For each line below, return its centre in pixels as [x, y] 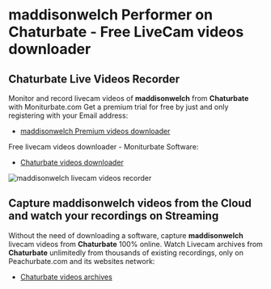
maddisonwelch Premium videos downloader [95, 131]
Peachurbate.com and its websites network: [82, 261]
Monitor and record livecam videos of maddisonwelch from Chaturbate [129, 98]
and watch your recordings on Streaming [114, 216]
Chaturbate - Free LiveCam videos [126, 32]
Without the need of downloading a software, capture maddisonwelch [126, 235]
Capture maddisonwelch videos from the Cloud [130, 203]
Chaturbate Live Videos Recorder [94, 79]
